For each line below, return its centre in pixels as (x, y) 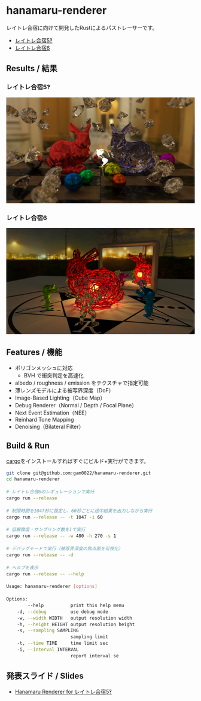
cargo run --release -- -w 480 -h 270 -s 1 (61, 536)
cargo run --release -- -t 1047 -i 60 (54, 517)
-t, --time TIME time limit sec (63, 644)
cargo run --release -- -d (40, 555)
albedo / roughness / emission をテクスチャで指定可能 (82, 383)
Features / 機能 (34, 353)
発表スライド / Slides (45, 676)
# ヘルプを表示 (22, 568)
